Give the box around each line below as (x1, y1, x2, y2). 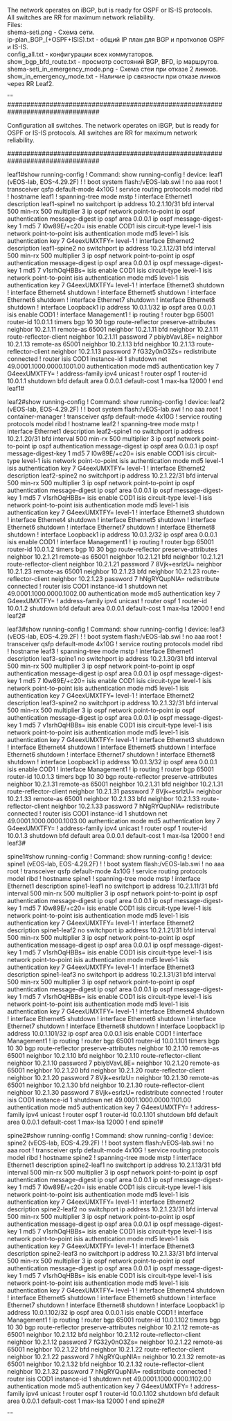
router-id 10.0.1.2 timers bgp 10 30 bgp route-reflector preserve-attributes (7, 545, 218, 553)
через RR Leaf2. (7, 80, 54, 87)
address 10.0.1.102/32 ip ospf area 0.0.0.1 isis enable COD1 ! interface (7, 1309, 204, 1316)
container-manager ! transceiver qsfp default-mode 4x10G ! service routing (7, 412, 222, 421)
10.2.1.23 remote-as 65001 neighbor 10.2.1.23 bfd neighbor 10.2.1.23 (7, 567, 201, 575)
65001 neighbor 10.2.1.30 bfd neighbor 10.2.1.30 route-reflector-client (7, 1081, 205, 1089)
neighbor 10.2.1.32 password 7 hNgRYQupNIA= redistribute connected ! (7, 1368, 211, 1375)
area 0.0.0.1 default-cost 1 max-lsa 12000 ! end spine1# (7, 1118, 164, 1126)
